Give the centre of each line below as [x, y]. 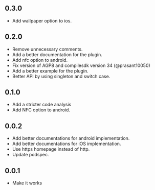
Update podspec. [30, 155]
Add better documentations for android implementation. [71, 138]
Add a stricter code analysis [42, 105]
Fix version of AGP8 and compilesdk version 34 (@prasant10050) [81, 65]
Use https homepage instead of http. [51, 149]
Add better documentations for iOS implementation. [67, 144]
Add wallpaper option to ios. [42, 20]
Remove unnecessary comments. [47, 49]
